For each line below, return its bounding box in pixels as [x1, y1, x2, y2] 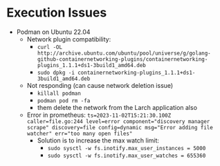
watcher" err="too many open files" [26, 130, 133, 137]
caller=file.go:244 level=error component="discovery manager [26, 118, 210, 125]
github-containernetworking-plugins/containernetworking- [37, 55, 208, 63]
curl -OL [37, 44, 63, 50]
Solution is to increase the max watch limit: [37, 136, 160, 145]
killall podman [37, 90, 81, 97]
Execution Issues [6, 5, 107, 21]
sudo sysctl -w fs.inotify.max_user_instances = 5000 [47, 145, 206, 151]
